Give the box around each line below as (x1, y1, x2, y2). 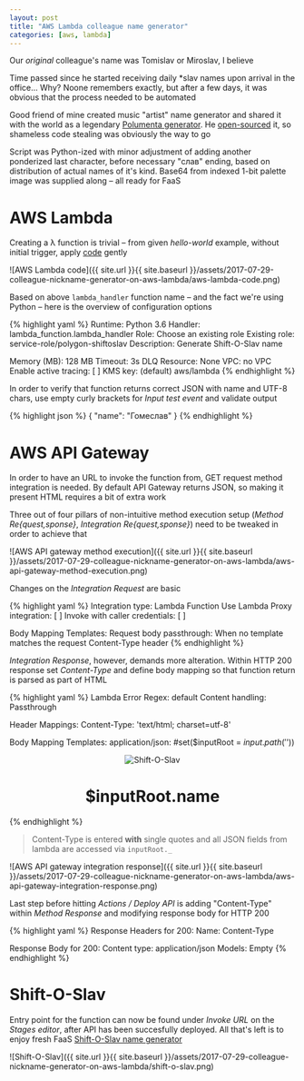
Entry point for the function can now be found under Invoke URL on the (9, 1015, 275, 1026)
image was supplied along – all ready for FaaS (9, 175, 181, 186)
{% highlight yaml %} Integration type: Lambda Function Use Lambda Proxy (9, 600, 292, 611)
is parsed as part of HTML (9, 674, 107, 686)
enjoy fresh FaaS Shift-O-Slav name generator (9, 1034, 183, 1045)
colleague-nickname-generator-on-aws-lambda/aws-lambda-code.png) (9, 274, 281, 285)
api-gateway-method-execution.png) (9, 565, 148, 577)
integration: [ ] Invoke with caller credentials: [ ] (9, 610, 186, 621)
